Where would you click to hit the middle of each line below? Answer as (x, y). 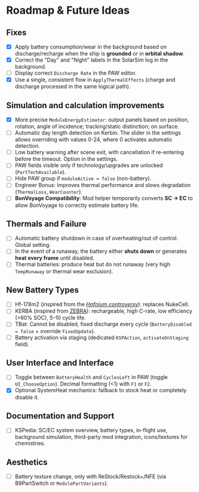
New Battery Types (42, 290)
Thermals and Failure (46, 224)
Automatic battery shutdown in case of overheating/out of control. (96, 238)
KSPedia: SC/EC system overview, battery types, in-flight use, (91, 430)
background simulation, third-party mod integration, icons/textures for (101, 437)
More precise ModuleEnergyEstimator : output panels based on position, (102, 120)
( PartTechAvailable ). (40, 172)
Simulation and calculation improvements (85, 105)
